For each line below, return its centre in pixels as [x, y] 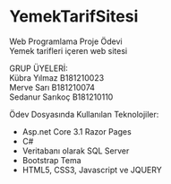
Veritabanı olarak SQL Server [76, 151]
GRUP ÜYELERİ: [39, 68]
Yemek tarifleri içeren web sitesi [68, 50]
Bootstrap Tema [52, 160]
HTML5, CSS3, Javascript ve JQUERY [92, 170]
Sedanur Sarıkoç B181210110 [61, 97]
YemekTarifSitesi [74, 17]
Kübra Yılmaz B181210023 [57, 77]
